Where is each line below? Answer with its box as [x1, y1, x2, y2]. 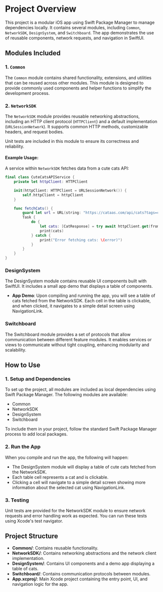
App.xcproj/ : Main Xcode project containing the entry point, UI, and [12, 576, 148, 582]
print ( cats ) [39, 228, 64, 233]
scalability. [5, 347, 27, 353]
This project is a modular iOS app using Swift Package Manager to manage [5, 19, 155, 25]
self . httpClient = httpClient [22, 192, 83, 197]
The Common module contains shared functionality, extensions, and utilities [5, 74, 152, 81]
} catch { [31, 233, 51, 238]
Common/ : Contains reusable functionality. [12, 545, 98, 551]
